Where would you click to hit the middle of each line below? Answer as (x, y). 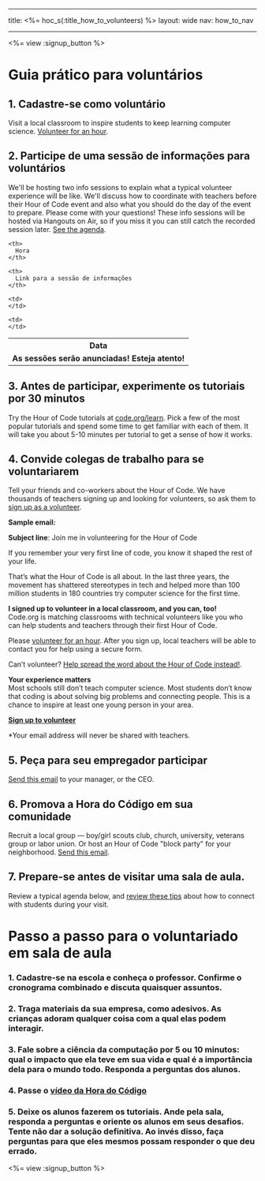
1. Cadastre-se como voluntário (87, 104)
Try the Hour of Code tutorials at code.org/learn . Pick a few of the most (124, 417)
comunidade (40, 816)
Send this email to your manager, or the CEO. (81, 779)
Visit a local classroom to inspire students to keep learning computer (119, 123)
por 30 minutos (47, 399)
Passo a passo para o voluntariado (123, 936)
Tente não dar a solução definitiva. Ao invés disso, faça (116, 1131)
